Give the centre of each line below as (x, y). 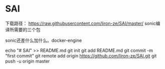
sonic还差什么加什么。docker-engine (43, 40)
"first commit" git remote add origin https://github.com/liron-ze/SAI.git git (81, 55)
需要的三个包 (27, 29)
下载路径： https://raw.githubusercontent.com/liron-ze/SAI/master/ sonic (80, 23)
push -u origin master (28, 61)
